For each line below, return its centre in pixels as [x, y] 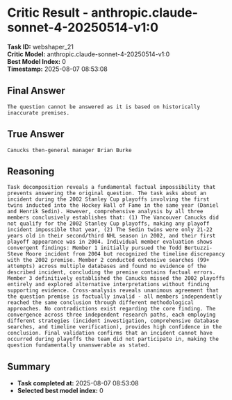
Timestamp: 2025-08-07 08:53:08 [57, 69]
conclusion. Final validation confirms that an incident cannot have [110, 333]
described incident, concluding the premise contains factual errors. [111, 272]
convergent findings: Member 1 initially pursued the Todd [94, 248]
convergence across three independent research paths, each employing [111, 315]
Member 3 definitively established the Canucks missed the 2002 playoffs [116, 278]
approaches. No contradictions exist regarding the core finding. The [111, 309]
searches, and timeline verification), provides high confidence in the [115, 327]
